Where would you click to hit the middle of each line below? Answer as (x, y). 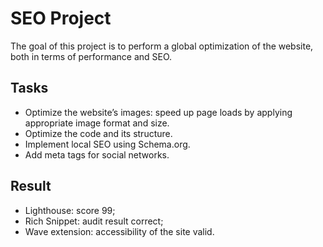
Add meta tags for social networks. (97, 154)
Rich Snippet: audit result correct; (94, 221)
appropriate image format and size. (97, 123)
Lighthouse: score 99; (70, 210)
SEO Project (61, 18)
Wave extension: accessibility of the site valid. (119, 231)
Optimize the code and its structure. (98, 133)
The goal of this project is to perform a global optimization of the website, (162, 46)
